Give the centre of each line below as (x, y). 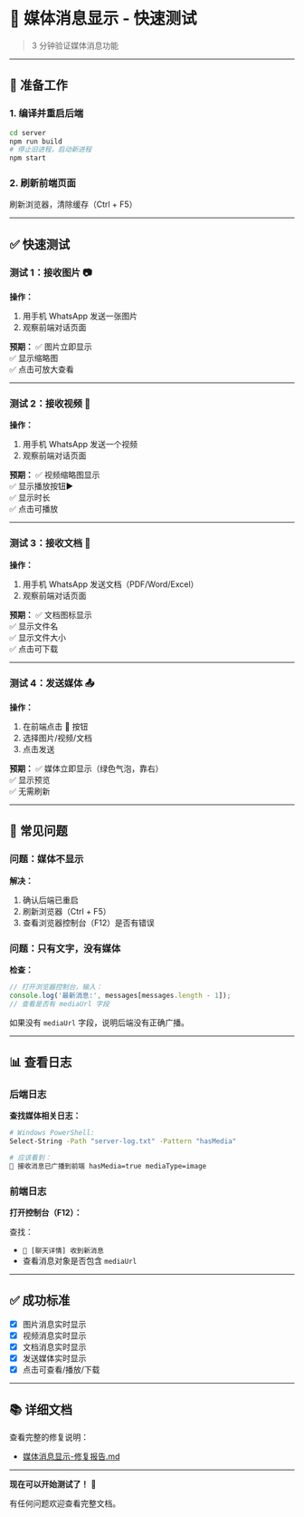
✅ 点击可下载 (34, 649)
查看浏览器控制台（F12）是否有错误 (89, 923)
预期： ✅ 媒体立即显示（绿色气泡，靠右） (86, 768)
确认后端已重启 (50, 900)
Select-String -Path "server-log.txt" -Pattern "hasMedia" (123, 1141)
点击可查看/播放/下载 (61, 1370)
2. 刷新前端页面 (43, 183)
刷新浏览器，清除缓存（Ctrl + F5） (73, 204)
